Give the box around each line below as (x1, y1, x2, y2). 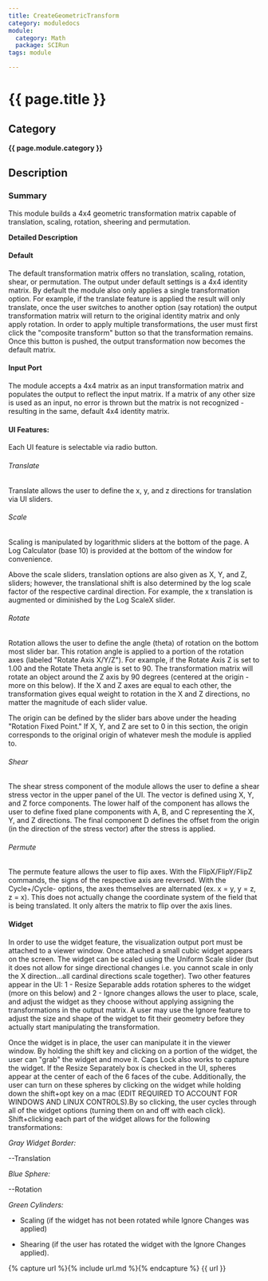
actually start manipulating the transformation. (8, 1022, 160, 1032)
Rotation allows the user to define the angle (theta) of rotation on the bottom (8, 638, 259, 647)
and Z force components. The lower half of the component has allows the (8, 798, 250, 808)
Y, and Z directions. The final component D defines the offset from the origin (8, 816, 260, 825)
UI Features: (8, 424, 49, 434)
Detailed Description (8, 233, 78, 242)
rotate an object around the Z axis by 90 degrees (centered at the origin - (8, 672, 250, 682)
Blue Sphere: (8, 1168, 50, 1179)
